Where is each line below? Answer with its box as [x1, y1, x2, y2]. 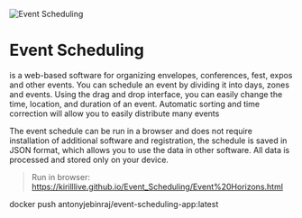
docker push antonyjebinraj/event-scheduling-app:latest [9, 198, 219, 209]
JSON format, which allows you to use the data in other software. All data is [9, 144, 290, 155]
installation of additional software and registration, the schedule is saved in [9, 135, 288, 146]
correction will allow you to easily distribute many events [9, 108, 220, 119]
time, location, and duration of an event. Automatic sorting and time [9, 98, 260, 109]
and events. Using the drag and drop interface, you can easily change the [9, 88, 283, 99]
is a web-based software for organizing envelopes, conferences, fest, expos [9, 69, 293, 80]
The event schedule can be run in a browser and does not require [9, 125, 252, 136]
